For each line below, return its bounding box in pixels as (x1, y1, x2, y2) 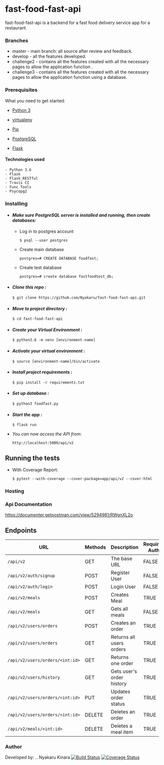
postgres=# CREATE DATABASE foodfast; (19, 256, 99, 261)
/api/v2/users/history (7, 675, 60, 680)
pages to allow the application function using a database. (12, 75, 127, 80)
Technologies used (5, 156, 45, 162)
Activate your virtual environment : (12, 348, 85, 354)
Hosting (5, 488, 24, 495)
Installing (5, 200, 28, 207)
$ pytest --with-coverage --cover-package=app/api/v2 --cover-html (12, 477, 152, 482)
